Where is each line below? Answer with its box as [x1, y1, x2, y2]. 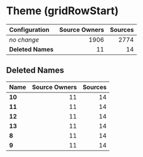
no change [9, 36, 40, 44]
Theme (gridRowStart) [6, 4, 119, 18]
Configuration [9, 25, 50, 34]
